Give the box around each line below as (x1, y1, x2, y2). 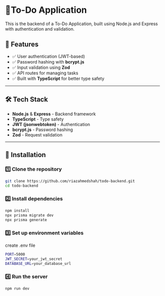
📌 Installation (5, 150, 46, 159)
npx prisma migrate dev (5, 213, 54, 218)
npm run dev (5, 286, 29, 291)
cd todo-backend (5, 183, 38, 189)
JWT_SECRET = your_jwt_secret (5, 257, 63, 262)
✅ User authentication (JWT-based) (12, 53, 85, 59)
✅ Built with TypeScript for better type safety (12, 75, 105, 81)
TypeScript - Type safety (12, 116, 64, 122)
